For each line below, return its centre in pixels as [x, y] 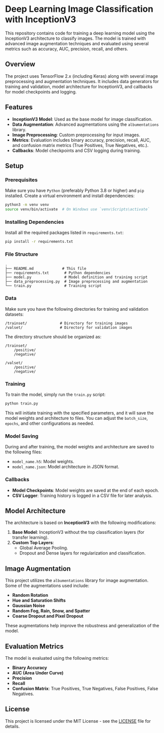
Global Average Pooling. [44, 548]
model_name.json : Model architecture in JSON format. [66, 467]
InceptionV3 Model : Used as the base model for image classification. [82, 119]
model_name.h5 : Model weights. [43, 462]
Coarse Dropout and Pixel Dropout [48, 616]
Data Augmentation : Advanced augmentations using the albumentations [85, 124]
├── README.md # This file [46, 269]
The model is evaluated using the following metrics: [57, 658]
